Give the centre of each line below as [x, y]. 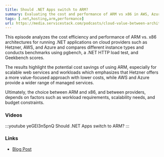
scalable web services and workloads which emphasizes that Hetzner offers [82, 72]
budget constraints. [25, 102]
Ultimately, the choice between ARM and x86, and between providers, [75, 92]
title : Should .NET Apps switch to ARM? [47, 10]
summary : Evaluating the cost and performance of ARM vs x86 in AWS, [77, 14]
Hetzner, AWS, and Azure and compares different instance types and [74, 47]
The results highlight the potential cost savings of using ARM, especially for [81, 67]
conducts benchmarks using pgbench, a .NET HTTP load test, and [72, 53]
